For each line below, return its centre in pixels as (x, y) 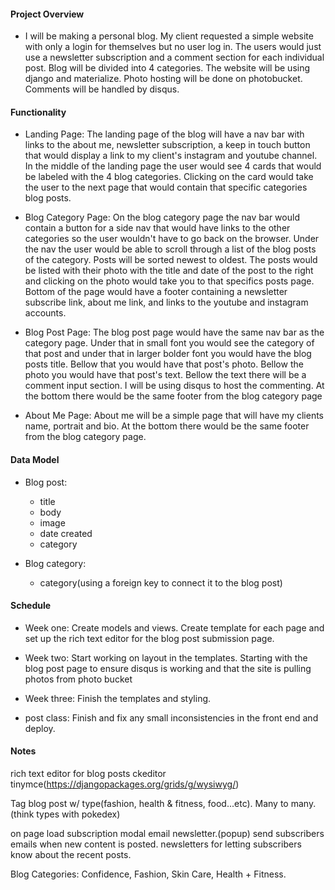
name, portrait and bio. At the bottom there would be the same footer (167, 426)
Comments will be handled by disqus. (102, 89)
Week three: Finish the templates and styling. (118, 698)
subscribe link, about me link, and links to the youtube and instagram (166, 302)
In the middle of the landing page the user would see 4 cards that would (173, 166)
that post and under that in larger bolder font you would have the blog (168, 354)
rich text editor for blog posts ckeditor (88, 774)
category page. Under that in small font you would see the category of (169, 343)
